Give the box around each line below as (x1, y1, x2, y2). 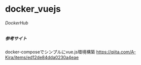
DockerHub (5, 20, 29, 25)
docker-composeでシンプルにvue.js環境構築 (5, 49, 95, 55)
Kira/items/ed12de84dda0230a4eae (5, 54, 79, 60)
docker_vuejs (5, 3, 61, 15)
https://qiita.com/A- (96, 49, 136, 55)
